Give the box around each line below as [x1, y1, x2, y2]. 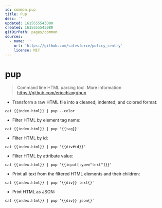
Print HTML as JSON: [12, 189, 55, 195]
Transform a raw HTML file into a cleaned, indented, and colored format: [12, 99, 158, 105]
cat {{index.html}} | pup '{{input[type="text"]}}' [5, 162, 112, 168]
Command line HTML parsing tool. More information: [17, 85, 123, 90]
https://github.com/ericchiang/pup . [17, 90, 88, 96]
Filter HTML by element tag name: [12, 117, 81, 123]
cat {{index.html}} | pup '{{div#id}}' [5, 144, 86, 150]
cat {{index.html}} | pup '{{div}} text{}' [5, 180, 95, 185]
